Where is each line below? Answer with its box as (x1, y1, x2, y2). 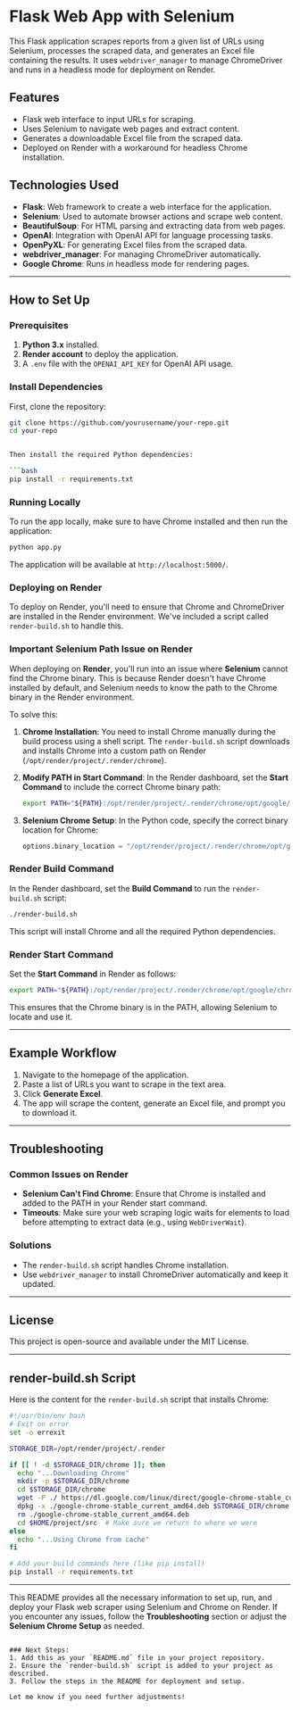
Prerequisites (9, 319, 69, 331)
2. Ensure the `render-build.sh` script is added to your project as (9, 1662, 274, 1671)
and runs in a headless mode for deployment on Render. (9, 64, 216, 75)
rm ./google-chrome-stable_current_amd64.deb (17, 1510, 190, 1519)
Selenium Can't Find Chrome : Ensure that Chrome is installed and (21, 1189, 266, 1199)
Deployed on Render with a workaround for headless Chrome (21, 142, 248, 153)
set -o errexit (9, 1428, 66, 1437)
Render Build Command (9, 863, 114, 876)
